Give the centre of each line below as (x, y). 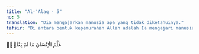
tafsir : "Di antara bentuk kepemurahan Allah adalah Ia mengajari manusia (100, 28)
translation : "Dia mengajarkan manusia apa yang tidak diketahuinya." (95, 22)
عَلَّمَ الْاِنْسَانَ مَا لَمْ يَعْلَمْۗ (34, 45)
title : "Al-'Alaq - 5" (34, 11)
